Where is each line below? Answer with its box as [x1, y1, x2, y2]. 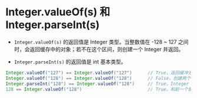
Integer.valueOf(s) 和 [5, 5, 110, 19]
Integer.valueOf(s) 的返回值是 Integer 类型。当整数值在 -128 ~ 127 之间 [14, 38, 189, 45]
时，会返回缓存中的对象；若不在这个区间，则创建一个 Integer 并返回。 [14, 45, 184, 53]
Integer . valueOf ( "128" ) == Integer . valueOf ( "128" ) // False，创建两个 [5, 75, 191, 81]
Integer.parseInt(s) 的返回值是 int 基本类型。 [14, 58, 126, 65]
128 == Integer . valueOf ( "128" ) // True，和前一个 [5, 86, 189, 92]
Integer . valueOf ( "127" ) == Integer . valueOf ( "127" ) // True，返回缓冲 [5, 70, 189, 76]
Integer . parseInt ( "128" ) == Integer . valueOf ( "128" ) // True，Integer [5, 80, 189, 87]
